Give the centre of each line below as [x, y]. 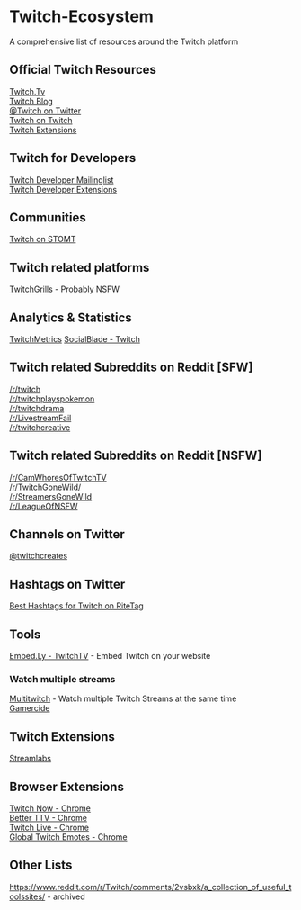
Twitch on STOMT [43, 239]
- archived [66, 896]
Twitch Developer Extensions [63, 189]
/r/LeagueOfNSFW [44, 506]
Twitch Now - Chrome [50, 808]
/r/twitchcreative [40, 427]
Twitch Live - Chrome [49, 827]
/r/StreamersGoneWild [51, 496]
